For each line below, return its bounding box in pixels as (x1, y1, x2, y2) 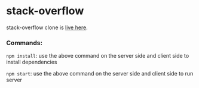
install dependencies (6, 58, 57, 66)
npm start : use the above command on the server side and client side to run (6, 70, 194, 77)
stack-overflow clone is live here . (6, 24, 88, 31)
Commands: (6, 39, 43, 47)
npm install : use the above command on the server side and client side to (6, 52, 189, 59)
